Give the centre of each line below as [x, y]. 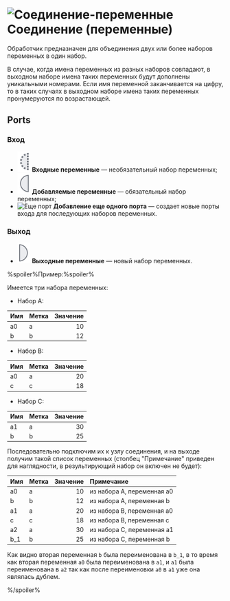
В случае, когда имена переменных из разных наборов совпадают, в [109, 69]
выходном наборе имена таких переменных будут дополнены [99, 77]
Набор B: [30, 351]
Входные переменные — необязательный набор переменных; [125, 170]
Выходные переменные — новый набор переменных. [112, 261]
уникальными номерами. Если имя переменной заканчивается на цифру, [115, 83]
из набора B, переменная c [129, 520]
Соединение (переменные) [90, 29]
